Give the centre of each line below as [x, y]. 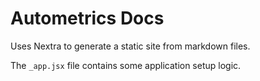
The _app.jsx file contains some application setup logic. [126, 65]
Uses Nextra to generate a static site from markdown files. [130, 46]
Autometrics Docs [87, 18]
